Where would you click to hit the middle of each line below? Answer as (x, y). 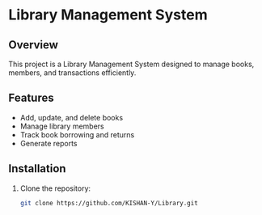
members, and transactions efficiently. (72, 73)
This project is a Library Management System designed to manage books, (131, 64)
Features (31, 98)
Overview (34, 45)
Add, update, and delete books (72, 117)
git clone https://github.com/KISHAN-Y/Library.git (109, 203)
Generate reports (49, 143)
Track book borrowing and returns (77, 134)
